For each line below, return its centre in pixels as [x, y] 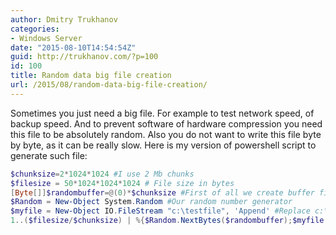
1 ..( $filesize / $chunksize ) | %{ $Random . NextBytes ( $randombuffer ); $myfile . [169, 221]
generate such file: [49, 155]
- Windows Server [46, 38]
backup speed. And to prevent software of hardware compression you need [166, 123]
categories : [35, 29]
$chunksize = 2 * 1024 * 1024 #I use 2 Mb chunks [102, 174]
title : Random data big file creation [91, 76]
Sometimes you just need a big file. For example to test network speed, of [162, 113]
